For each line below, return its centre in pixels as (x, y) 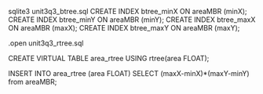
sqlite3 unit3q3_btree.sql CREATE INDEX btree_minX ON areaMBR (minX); (128, 11)
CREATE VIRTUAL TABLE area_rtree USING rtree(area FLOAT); (109, 58)
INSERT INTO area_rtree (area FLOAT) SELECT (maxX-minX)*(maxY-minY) (129, 73)
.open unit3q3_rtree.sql (46, 43)
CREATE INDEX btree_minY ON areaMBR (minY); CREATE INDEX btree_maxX (132, 20)
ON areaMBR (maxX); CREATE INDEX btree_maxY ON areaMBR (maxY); (124, 28)
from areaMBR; (33, 82)
